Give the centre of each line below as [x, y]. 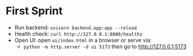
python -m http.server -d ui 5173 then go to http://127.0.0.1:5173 [105, 46]
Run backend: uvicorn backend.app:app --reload [75, 27]
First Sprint [34, 11]
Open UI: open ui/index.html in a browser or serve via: [83, 40]
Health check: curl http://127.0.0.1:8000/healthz [78, 33]
